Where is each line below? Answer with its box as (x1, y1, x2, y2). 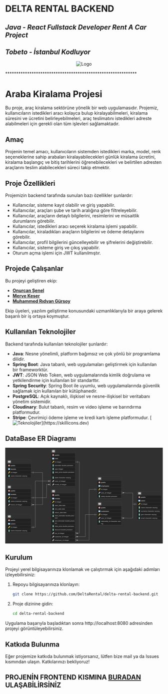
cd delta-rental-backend (12, 611, 64, 616)
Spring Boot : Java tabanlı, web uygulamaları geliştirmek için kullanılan (12, 361, 157, 367)
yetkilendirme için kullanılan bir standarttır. (12, 377, 100, 383)
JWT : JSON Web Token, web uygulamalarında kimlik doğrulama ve (12, 372, 151, 378)
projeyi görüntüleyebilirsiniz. (5, 625, 63, 631)
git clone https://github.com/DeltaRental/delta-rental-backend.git (12, 592, 158, 597)
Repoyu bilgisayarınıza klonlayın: (12, 581, 80, 587)
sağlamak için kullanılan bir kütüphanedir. (12, 388, 97, 394)
